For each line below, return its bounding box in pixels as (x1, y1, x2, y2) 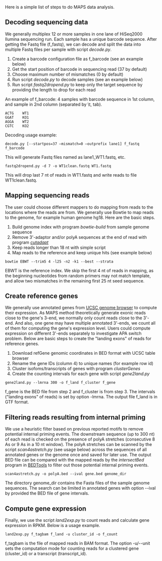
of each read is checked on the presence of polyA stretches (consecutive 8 (5, 436, 155, 442)
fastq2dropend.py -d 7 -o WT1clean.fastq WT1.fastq (5, 164, 111, 168)
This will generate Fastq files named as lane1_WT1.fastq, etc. (5, 154, 126, 160)
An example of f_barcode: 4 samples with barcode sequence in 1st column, (5, 96, 155, 102)
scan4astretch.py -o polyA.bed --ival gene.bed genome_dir (5, 472, 127, 477)
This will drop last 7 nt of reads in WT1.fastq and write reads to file (5, 172, 137, 178)
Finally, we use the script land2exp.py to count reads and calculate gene (5, 517, 150, 523)
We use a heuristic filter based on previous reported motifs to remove (5, 426, 144, 432)
